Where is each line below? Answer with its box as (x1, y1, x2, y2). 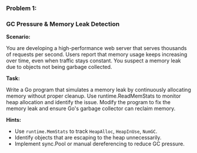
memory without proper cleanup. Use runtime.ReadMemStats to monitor (6, 92, 181, 99)
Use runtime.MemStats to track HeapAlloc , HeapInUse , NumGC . (14, 128, 158, 135)
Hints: (6, 117, 22, 124)
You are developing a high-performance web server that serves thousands (6, 45, 187, 52)
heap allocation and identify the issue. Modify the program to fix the (6, 99, 171, 106)
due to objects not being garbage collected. (6, 64, 112, 71)
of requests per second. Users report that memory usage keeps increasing (6, 51, 188, 58)
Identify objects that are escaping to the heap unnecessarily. (14, 134, 162, 141)
